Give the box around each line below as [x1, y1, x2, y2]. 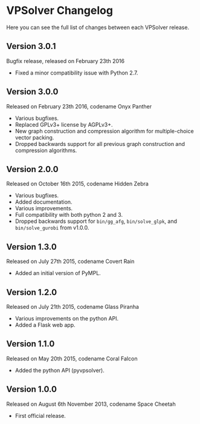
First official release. [15, 412, 66, 419]
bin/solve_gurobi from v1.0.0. [15, 224, 89, 231]
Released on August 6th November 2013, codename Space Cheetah [6, 400, 176, 408]
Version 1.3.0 [6, 242, 57, 252]
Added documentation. [15, 198, 73, 206]
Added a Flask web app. [15, 322, 76, 328]
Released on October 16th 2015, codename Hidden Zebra [6, 180, 149, 188]
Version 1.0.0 [6, 384, 57, 394]
